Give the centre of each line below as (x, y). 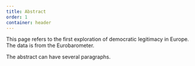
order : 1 (17, 17)
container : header (29, 22)
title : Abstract (26, 11)
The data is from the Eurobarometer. (50, 45)
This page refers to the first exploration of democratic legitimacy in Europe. (97, 39)
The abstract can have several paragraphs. (58, 57)
